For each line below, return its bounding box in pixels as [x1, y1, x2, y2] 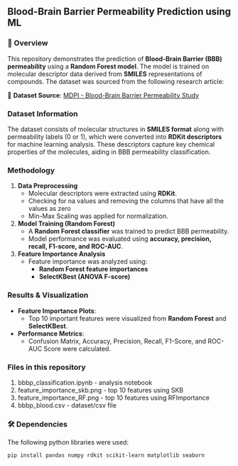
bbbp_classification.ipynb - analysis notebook [17, 378, 153, 387]
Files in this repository [7, 362, 87, 372]
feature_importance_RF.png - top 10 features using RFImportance [17, 393, 210, 402]
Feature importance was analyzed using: [28, 257, 148, 266]
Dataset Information [7, 108, 78, 118]
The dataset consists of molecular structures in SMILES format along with [7, 125, 224, 133]
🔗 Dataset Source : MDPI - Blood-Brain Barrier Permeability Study [7, 90, 200, 99]
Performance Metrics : [17, 329, 85, 338]
